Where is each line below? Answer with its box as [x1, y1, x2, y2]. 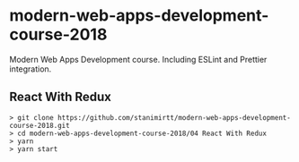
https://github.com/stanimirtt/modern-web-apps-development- [57, 113, 292, 122]
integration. [9, 64, 52, 74]
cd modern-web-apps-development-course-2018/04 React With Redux [17, 129, 268, 138]
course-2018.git [9, 121, 70, 130]
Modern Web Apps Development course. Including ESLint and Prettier [9, 54, 268, 64]
